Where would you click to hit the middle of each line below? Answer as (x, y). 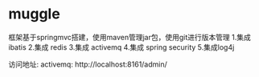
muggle (34, 14)
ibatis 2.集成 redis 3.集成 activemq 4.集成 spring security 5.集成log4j (121, 47)
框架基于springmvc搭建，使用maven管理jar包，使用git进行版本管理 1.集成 (129, 37)
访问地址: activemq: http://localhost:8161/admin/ (88, 64)
